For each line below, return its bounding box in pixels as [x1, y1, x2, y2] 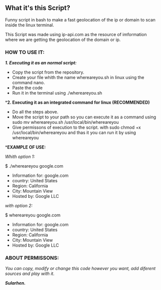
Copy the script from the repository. [12, 69, 84, 75]
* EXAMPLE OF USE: [5, 144, 46, 150]
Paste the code [12, 85, 43, 91]
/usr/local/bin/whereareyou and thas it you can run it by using [12, 130, 136, 135]
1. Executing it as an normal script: [5, 60, 77, 66]
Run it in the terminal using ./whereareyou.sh [12, 90, 102, 96]
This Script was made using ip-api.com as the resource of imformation [5, 31, 147, 37]
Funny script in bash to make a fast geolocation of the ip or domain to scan [5, 17, 156, 22]
